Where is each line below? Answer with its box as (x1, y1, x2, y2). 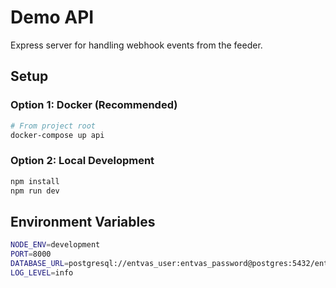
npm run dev (10, 186, 60, 196)
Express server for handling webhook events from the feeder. (10, 39, 263, 51)
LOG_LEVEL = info (10, 267, 74, 278)
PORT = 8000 (10, 249, 52, 260)
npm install (10, 176, 60, 186)
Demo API (10, 6, 95, 29)
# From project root (10, 121, 97, 131)
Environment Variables (10, 213, 156, 230)
